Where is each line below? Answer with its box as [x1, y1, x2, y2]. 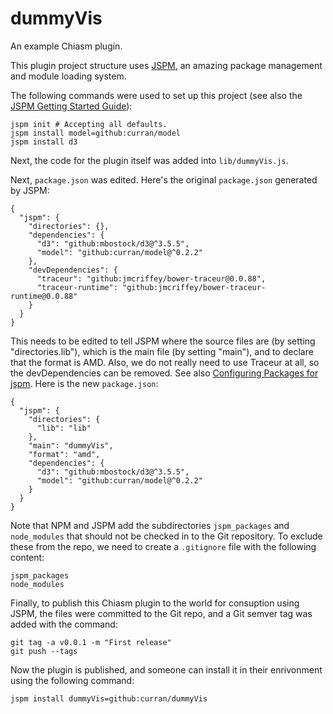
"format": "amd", [28, 449, 101, 459]
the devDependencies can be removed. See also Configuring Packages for [10, 367, 319, 379]
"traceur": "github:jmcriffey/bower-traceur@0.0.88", [36, 273, 267, 284]
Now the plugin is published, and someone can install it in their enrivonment [10, 663, 323, 676]
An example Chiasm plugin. [10, 40, 123, 52]
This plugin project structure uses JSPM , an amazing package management [10, 59, 323, 71]
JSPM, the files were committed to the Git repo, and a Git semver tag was [10, 607, 313, 619]
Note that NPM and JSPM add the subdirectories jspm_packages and [10, 519, 290, 531]
